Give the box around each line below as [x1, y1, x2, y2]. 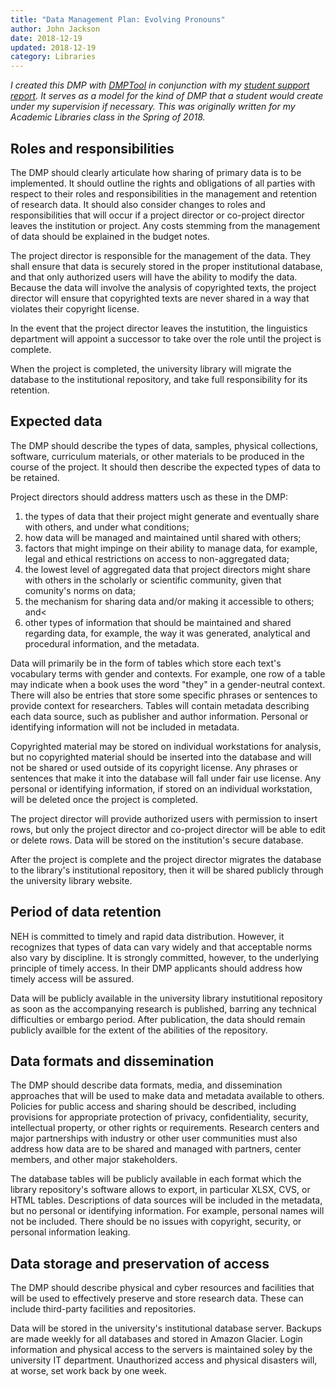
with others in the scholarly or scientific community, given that [24, 574, 282, 586]
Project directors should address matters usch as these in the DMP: [10, 491, 288, 503]
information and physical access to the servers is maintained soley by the [10, 1344, 313, 1356]
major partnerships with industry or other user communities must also [10, 1132, 298, 1145]
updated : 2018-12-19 [10, 42, 97, 53]
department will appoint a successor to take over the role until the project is [10, 332, 322, 345]
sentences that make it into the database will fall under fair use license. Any [10, 772, 322, 784]
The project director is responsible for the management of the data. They [10, 249, 312, 261]
